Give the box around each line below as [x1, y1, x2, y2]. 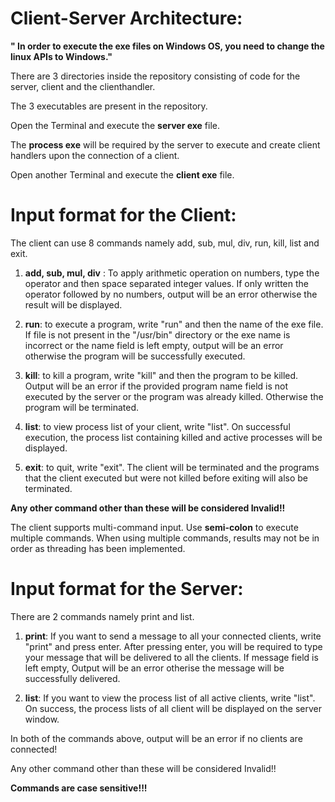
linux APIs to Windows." [10, 50, 113, 62]
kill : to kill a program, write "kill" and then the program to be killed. [24, 369, 299, 381]
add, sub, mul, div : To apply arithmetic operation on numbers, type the [24, 267, 320, 279]
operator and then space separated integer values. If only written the [24, 277, 309, 289]
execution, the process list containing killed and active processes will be [24, 431, 323, 443]
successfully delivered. [24, 672, 121, 684]
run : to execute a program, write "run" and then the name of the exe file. [24, 318, 324, 330]
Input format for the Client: [10, 204, 237, 227]
